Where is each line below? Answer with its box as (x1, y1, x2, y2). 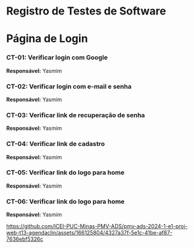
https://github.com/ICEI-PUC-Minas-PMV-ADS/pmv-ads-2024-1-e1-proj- (6, 223, 188, 230)
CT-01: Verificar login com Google (6, 53, 108, 62)
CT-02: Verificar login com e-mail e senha (6, 82, 132, 91)
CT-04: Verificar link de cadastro (6, 140, 105, 148)
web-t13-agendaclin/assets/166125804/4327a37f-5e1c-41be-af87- (6, 229, 173, 237)
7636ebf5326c (6, 235, 43, 243)
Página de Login (6, 32, 89, 46)
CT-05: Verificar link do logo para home (6, 168, 125, 177)
